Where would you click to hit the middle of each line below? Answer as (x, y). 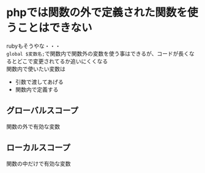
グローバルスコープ (42, 111)
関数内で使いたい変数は (36, 68)
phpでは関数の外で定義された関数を (97, 13)
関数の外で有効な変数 (33, 127)
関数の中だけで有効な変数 (39, 163)
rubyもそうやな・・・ (34, 46)
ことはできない (55, 28)
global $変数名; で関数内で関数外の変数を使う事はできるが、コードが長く (98, 53)
